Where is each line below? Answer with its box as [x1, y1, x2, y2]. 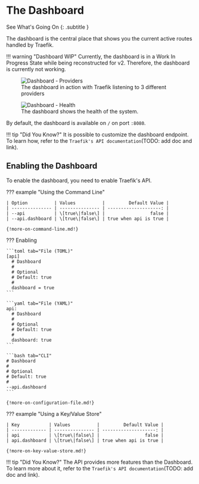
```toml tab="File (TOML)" [6, 248, 73, 254]
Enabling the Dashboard [6, 161, 98, 171]
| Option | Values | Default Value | [6, 200, 169, 206]
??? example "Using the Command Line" [6, 188, 105, 195]
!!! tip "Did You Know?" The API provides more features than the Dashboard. [6, 458, 192, 465]
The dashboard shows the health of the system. [21, 108, 139, 115]
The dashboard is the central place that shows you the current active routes [6, 35, 192, 42]
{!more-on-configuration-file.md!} [6, 400, 95, 406]
